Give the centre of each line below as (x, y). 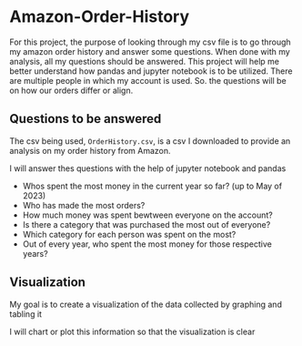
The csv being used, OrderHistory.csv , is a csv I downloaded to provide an (150, 141)
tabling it (26, 314)
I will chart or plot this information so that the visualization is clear (132, 331)
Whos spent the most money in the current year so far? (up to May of (152, 186)
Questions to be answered (86, 119)
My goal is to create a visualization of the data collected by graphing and (146, 304)
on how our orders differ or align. (71, 90)
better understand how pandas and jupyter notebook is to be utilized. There (151, 71)
